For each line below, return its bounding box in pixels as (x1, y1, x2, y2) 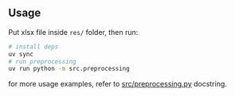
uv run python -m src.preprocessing (8, 65, 130, 73)
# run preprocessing (8, 57, 77, 66)
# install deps (8, 43, 59, 51)
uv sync (8, 50, 34, 58)
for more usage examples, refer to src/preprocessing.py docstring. (8, 79, 227, 89)
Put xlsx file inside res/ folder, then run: (8, 27, 139, 36)
